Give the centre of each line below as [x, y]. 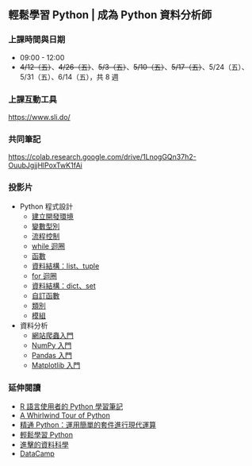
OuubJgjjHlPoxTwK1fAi [46, 165]
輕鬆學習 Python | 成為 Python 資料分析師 [110, 15]
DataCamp [37, 453]
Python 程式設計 [46, 206]
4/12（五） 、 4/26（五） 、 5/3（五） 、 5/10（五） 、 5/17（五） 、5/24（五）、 [134, 67]
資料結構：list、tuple [65, 266]
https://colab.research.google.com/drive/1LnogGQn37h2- [102, 157]
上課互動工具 [33, 99]
